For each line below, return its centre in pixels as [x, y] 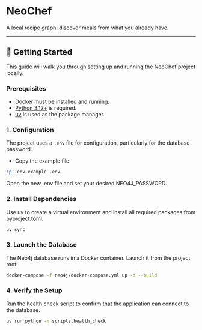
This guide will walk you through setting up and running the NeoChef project [101, 67]
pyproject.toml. [25, 218]
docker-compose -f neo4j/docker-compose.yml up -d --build [82, 275]
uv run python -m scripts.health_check [56, 321]
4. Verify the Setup [34, 290]
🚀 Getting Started [39, 52]
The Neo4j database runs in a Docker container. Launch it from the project [98, 258]
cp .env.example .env [33, 172]
